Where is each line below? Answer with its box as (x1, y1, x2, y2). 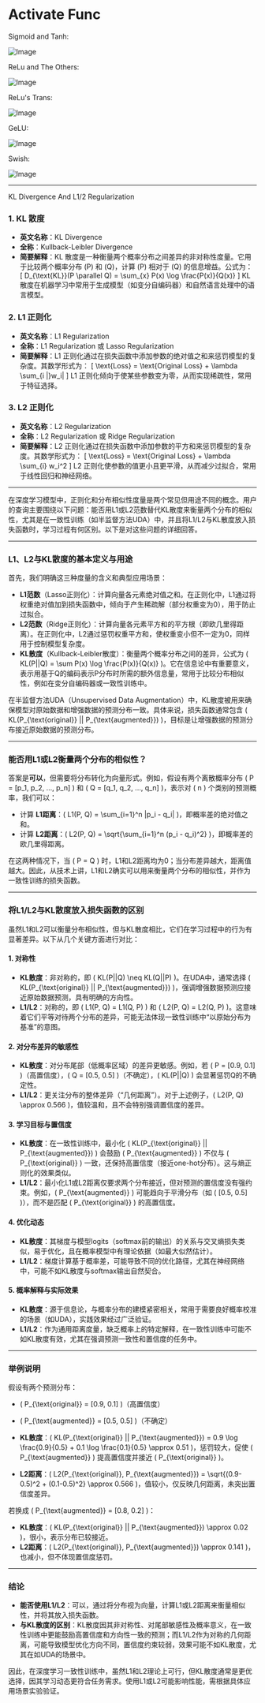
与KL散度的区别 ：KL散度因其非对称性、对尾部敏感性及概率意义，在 (19, 1620, 238, 1630)
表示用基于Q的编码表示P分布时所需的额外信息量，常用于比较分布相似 (19, 669, 244, 678)
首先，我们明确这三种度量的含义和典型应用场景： (8, 573, 167, 583)
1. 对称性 (8, 954, 36, 963)
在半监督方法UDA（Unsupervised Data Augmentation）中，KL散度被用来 (8, 696, 245, 705)
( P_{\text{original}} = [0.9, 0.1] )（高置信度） (19, 1399, 165, 1409)
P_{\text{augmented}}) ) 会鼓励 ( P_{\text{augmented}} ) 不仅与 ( (19, 1148, 230, 1158)
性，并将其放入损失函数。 (19, 1611, 103, 1620)
